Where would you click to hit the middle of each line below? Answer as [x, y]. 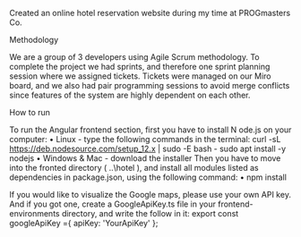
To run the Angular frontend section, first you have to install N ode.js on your [150, 130]
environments [34, 213]
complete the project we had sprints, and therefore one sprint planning [140, 67]
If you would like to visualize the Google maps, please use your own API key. [150, 195]
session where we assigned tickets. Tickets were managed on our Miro [140, 76]
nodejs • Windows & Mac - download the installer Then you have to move [145, 158]
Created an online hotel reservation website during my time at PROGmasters [150, 13]
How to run [30, 112]
